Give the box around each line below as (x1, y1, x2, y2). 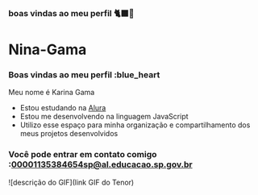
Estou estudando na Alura (19, 103, 106, 113)
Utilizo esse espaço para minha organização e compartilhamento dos (19, 120, 251, 130)
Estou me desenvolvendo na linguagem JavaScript (19, 112, 189, 122)
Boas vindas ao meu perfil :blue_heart (8, 69, 160, 81)
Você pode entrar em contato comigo (8, 149, 157, 160)
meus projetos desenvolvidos (19, 129, 119, 139)
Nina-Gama (8, 40, 87, 59)
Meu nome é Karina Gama (8, 88, 95, 97)
